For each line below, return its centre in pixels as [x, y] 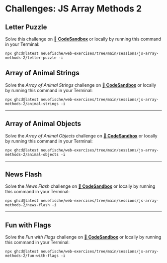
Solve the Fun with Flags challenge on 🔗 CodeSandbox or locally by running [83, 237]
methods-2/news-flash [28, 205]
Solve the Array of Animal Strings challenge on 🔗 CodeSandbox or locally [81, 85]
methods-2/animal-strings [32, 104]
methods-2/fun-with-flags [32, 256]
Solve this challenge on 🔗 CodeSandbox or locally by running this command [83, 39]
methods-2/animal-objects [32, 154]
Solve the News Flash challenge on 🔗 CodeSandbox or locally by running [80, 186]
